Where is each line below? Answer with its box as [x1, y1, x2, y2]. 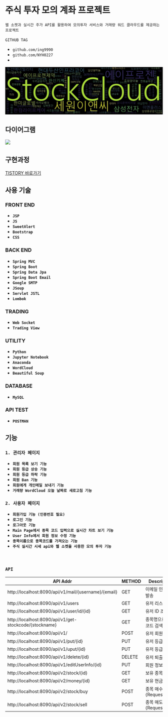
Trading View [12, 325, 40, 330]
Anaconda [12, 360, 31, 366]
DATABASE [5, 383, 33, 390]
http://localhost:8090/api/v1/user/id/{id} [7, 608, 91, 614]
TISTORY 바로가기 [5, 170, 41, 176]
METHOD [121, 578, 141, 584]
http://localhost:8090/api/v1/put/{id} [7, 638, 83, 644]
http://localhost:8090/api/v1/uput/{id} [7, 646, 86, 652]
